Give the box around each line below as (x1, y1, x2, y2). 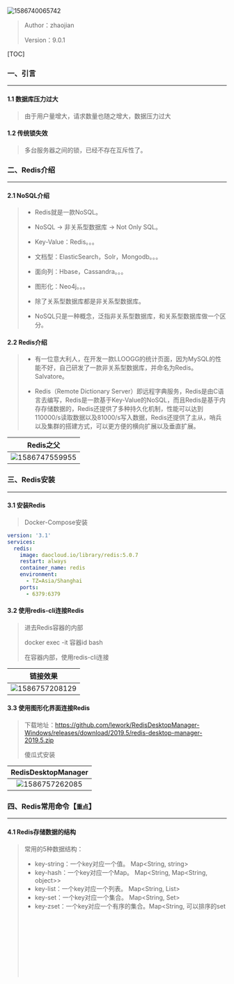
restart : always (19, 558, 68, 565)
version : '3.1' (7, 532, 52, 539)
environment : (19, 571, 58, 578)
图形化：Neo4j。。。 (34, 282, 89, 291)
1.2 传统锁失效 (7, 129, 48, 138)
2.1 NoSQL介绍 (7, 191, 50, 199)
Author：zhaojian (24, 21, 75, 29)
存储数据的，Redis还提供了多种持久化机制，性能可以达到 (40, 405, 203, 413)
